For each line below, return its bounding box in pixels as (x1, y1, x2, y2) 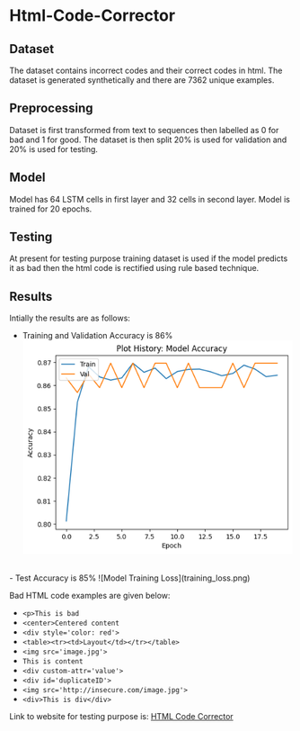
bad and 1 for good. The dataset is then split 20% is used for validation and (9, 134, 287, 145)
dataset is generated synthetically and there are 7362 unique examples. (9, 75, 275, 86)
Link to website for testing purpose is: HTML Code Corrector (9, 710, 234, 721)
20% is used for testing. (9, 143, 99, 154)
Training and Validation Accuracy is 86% (22, 330, 173, 341)
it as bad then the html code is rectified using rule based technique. (9, 263, 260, 274)
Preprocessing (9, 101, 93, 116)
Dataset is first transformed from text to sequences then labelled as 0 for (9, 124, 279, 135)
